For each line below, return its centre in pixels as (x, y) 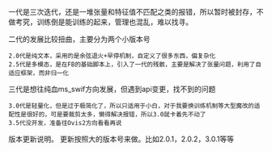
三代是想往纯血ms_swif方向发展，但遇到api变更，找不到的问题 (112, 89)
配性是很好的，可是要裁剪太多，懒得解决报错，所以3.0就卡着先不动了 (107, 115)
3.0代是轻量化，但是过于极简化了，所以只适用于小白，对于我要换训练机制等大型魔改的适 (134, 106)
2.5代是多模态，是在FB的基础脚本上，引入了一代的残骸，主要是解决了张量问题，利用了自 (135, 65)
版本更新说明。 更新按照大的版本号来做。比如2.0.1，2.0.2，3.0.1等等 (121, 139)
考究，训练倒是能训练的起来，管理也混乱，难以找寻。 (104, 22)
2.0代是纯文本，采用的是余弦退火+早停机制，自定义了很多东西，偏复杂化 (112, 56)
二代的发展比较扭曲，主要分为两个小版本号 (79, 39)
